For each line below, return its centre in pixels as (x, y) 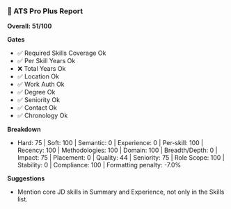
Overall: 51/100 (30, 26)
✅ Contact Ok (37, 108)
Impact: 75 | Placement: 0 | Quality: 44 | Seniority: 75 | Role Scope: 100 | (121, 158)
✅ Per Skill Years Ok (46, 61)
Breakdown (24, 129)
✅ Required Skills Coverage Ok (62, 53)
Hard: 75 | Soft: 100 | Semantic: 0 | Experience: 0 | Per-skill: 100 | (110, 143)
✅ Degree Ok (36, 92)
